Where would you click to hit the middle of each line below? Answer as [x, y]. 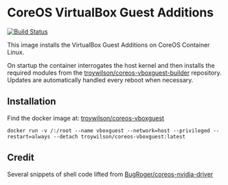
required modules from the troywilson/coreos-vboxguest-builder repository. [114, 73]
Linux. [16, 52]
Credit [21, 158]
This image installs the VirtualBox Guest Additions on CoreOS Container [109, 45]
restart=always [29, 136]
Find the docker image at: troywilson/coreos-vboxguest [86, 118]
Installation [32, 102]
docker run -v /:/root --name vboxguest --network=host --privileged [109, 131]
